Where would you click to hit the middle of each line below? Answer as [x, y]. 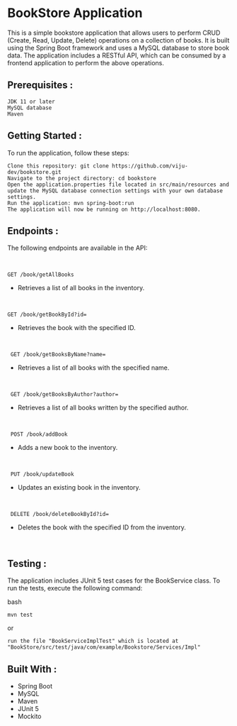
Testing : [27, 563]
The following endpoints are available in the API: [77, 248]
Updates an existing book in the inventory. [79, 488]
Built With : [32, 669]
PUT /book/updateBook [42, 474]
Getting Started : [45, 136]
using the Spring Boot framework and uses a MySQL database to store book [118, 48]
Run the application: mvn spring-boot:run [71, 203]
